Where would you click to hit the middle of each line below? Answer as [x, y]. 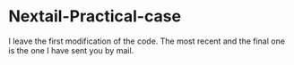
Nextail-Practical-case [95, 16]
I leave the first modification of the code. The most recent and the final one [147, 41]
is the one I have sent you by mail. [71, 50]
